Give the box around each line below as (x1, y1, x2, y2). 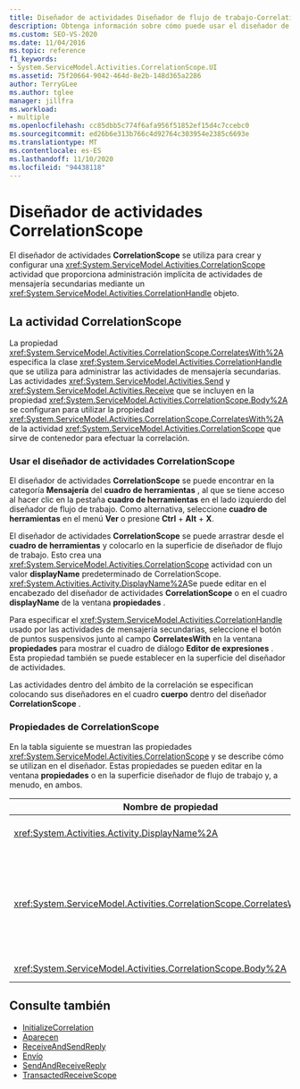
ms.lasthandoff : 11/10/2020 (9, 154, 114, 164)
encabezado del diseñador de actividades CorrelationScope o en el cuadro (9, 588, 287, 599)
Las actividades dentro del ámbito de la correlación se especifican (9, 679, 254, 690)
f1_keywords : (9, 55, 58, 64)
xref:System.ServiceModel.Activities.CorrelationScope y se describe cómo (9, 751, 284, 761)
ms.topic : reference (9, 47, 87, 55)
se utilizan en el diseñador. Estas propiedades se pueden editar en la (9, 760, 262, 770)
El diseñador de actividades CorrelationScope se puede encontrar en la (9, 475, 275, 486)
